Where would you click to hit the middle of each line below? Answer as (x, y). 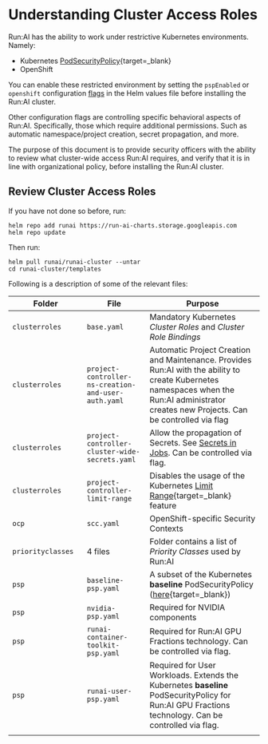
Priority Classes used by (195, 551)
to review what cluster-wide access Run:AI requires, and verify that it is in (129, 158)
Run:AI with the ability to (195, 370)
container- (107, 637)
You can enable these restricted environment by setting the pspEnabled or (129, 85)
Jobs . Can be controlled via (201, 453)
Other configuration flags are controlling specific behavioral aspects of (124, 117)
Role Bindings (175, 337)
